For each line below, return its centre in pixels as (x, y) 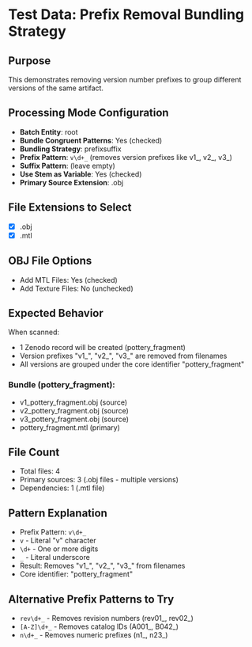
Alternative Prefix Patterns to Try (91, 599)
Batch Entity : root (49, 131)
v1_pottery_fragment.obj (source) (73, 402)
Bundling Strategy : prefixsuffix (70, 149)
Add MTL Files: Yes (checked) (69, 280)
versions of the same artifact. (56, 88)
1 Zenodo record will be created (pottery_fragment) (102, 348)
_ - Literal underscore (55, 558)
